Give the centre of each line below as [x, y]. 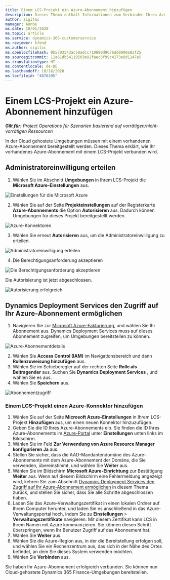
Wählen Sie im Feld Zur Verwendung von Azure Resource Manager [84, 444]
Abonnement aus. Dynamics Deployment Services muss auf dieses [82, 331]
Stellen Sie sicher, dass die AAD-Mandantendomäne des [71, 454]
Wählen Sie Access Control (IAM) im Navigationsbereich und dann [82, 356]
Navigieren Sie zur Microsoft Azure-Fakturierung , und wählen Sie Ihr [84, 326]
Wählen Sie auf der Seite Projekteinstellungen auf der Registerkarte [84, 205]
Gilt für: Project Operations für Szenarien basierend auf [64, 126]
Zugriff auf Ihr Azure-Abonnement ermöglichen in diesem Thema [80, 487]
